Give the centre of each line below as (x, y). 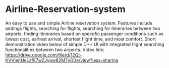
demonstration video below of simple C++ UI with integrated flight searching (85, 44)
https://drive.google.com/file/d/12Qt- (44, 55)
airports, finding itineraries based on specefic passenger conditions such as (84, 33)
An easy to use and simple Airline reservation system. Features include (79, 23)
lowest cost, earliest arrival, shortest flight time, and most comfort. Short (81, 39)
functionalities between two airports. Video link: (55, 49)
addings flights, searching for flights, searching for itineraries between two (83, 28)
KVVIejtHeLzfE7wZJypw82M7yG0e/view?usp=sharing (62, 60)
